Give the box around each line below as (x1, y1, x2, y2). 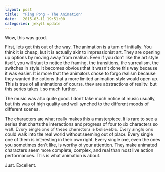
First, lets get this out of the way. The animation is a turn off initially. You (5, 44, 152, 50)
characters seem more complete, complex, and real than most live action (5, 147, 154, 153)
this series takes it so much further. (5, 86, 77, 92)
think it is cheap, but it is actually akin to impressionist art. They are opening (5, 49, 160, 55)
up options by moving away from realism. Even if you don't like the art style (5, 55, 159, 61)
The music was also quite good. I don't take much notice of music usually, (5, 96, 156, 102)
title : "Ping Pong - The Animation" (5, 12, 83, 17)
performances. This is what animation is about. (5, 153, 101, 159)
